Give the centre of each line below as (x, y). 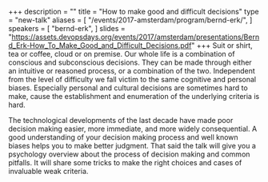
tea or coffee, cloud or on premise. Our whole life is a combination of (122, 54)
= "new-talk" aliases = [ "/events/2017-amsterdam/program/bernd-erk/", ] (130, 20)
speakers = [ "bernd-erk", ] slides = (67, 28)
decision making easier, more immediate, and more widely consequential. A (133, 129)
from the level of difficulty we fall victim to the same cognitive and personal (132, 79)
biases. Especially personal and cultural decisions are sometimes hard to (128, 88)
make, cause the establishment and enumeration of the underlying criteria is (134, 96)
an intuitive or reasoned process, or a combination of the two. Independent (132, 71)
